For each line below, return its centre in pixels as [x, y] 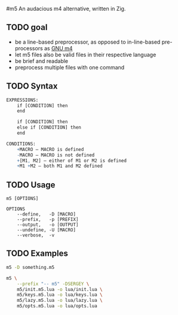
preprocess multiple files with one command [70, 67]
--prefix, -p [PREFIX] [48, 220]
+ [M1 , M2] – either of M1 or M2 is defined [72, 160]
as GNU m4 [58, 48]
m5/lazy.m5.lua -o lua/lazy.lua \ [60, 301]
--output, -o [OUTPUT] [48, 225]
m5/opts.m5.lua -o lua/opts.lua [57, 306]
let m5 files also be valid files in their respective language [85, 54]
